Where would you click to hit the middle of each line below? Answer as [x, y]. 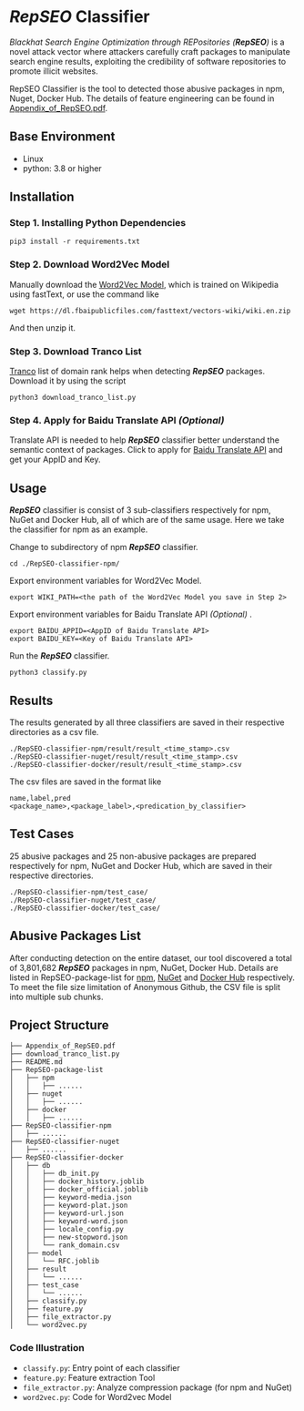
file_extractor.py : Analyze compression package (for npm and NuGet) [157, 1387]
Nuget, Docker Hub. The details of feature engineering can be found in [142, 98]
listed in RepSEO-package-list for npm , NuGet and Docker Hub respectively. [152, 977]
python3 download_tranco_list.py [73, 398]
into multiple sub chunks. [56, 997]
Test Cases [42, 834]
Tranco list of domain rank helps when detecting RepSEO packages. [137, 372]
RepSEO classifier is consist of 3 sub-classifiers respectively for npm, [140, 510]
